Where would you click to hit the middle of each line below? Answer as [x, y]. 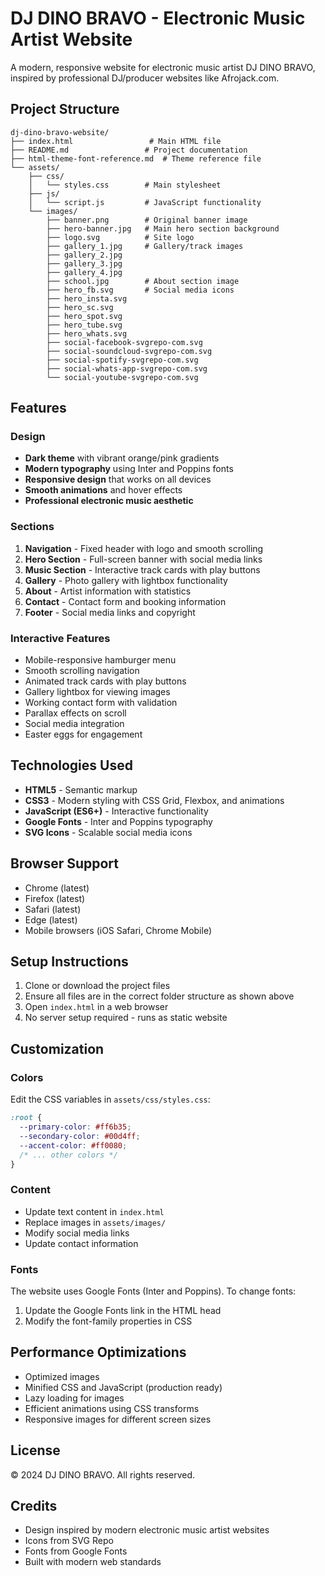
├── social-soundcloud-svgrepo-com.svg [129, 351]
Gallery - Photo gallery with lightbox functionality [126, 580]
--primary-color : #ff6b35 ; [75, 1127]
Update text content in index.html [94, 1211]
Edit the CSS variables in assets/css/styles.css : [110, 1099]
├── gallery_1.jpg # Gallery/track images [145, 246]
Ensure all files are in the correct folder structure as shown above [159, 996]
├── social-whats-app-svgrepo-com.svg [127, 368]
